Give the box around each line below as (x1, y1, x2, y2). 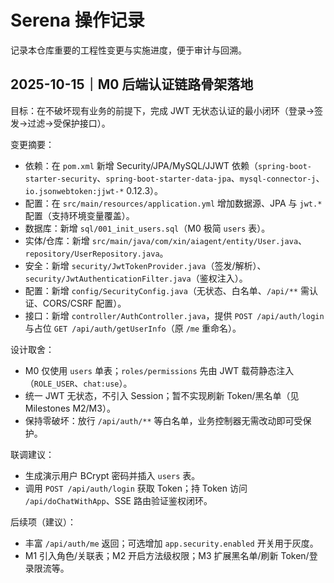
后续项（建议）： (10, 516, 77, 528)
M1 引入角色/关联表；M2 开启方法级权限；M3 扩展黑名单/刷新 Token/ (24, 549, 310, 561)
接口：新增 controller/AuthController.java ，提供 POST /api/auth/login (24, 309, 325, 321)
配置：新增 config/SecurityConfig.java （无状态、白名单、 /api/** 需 (24, 284, 310, 296)
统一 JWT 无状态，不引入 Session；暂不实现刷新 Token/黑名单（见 (24, 389, 300, 401)
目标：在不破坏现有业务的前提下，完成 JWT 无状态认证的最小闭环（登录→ (10, 104, 315, 116)
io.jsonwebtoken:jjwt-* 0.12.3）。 (24, 184, 164, 196)
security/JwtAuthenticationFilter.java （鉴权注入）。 (24, 272, 248, 284)
